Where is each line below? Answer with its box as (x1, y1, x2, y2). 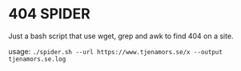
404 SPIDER (8, 5, 90, 23)
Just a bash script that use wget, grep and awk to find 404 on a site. (8, 31, 234, 41)
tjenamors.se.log (8, 55, 66, 63)
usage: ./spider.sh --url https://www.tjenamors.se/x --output (8, 46, 223, 56)
